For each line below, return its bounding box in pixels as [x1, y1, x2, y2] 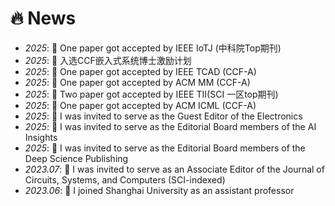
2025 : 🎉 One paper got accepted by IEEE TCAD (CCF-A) [24, 65, 257, 77]
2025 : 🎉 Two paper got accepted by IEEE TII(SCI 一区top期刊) [24, 88, 279, 100]
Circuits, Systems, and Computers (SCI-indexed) [24, 173, 226, 186]
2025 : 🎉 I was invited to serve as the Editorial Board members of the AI [24, 120, 317, 132]
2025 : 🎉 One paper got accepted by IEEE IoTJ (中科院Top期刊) [24, 42, 282, 54]
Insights [24, 131, 58, 143]
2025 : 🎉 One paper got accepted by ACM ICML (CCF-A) [24, 99, 257, 111]
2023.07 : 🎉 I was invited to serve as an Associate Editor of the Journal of [24, 163, 325, 175]
